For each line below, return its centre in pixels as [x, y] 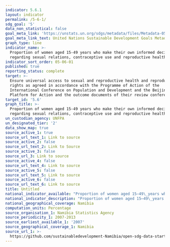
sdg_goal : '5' [20, 24]
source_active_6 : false [30, 180]
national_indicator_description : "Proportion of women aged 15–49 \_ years [85, 198]
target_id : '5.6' [24, 99]
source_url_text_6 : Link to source [43, 185]
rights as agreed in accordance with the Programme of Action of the [84, 85]
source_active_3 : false [30, 152]
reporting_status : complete [35, 72]
